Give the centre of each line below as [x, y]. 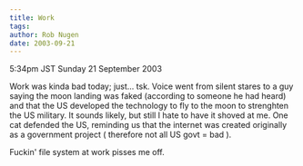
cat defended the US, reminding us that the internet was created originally [148, 125]
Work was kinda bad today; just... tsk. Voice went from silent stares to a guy [151, 86]
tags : [20, 26]
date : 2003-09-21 [42, 43]
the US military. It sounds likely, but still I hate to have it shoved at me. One [149, 115]
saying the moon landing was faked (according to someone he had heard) [148, 96]
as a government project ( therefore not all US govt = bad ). [121, 135]
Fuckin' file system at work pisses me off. [87, 152]
